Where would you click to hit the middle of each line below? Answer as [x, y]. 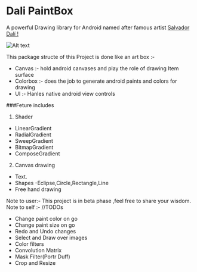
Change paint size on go [45, 225]
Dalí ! [13, 33]
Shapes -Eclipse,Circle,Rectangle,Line [62, 183]
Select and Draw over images [51, 237]
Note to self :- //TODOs [35, 207]
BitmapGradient [34, 147]
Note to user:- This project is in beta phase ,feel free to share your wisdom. [98, 201]
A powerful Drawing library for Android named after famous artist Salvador [98, 27]
